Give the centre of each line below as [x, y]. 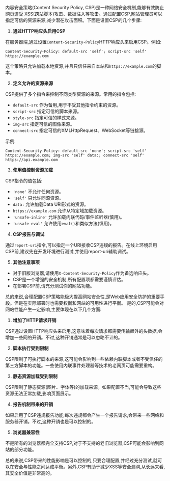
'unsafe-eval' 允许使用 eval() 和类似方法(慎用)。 [63, 223]
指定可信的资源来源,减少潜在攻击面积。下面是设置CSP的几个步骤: [74, 20]
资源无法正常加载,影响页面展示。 [39, 393]
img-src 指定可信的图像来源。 [44, 124]
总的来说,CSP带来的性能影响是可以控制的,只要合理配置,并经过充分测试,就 [81, 460]
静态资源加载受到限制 [35, 376]
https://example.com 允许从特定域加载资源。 [60, 211]
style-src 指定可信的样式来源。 [46, 118]
